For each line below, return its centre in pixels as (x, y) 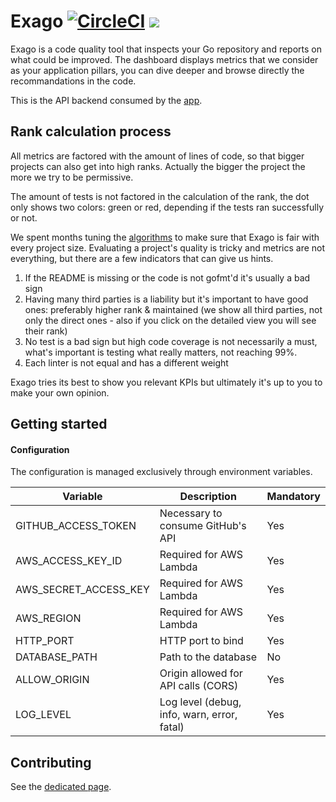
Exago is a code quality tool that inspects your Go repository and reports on (166, 49)
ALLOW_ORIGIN (52, 680)
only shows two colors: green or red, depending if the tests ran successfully (167, 207)
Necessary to (191, 513)
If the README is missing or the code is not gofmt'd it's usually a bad (167, 277)
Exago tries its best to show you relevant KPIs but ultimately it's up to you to (166, 382)
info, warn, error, (198, 715)
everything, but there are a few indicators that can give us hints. (142, 258)
